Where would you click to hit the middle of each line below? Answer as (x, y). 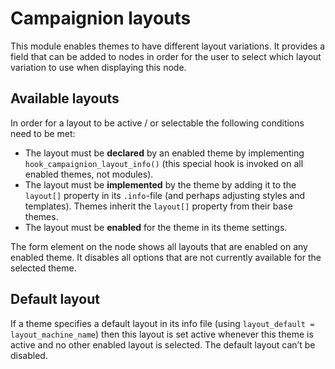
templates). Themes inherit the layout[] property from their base (158, 206)
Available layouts (65, 98)
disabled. (29, 355)
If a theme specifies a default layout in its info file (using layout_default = (162, 323)
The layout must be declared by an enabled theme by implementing (164, 153)
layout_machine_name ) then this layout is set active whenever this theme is (162, 334)
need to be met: (43, 133)
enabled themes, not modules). (89, 174)
